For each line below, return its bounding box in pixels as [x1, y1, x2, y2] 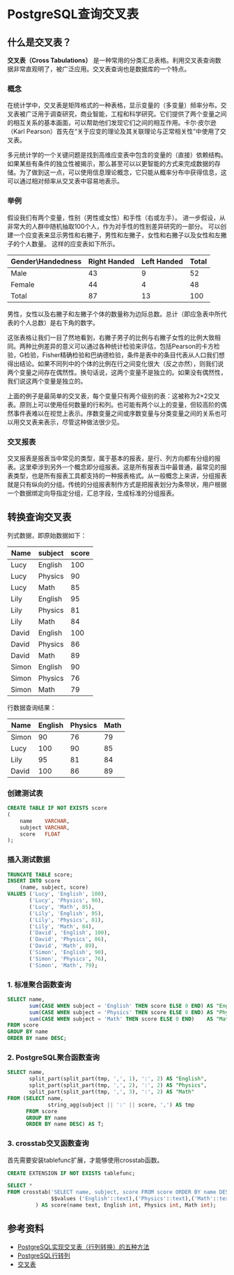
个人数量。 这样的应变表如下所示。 [19, 239, 119, 248]
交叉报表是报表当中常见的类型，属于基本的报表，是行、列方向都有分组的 [7, 454, 214, 462]
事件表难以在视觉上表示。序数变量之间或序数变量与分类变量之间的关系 [13, 409, 214, 417]
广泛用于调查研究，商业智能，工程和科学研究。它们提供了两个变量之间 [25, 110, 227, 119]
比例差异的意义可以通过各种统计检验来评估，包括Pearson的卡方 [31, 342, 214, 350]
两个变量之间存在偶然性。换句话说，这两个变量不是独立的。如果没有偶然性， [7, 368, 227, 377]
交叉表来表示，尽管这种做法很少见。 [19, 418, 123, 426]
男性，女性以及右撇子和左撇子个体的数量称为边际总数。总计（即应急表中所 [7, 310, 221, 318]
